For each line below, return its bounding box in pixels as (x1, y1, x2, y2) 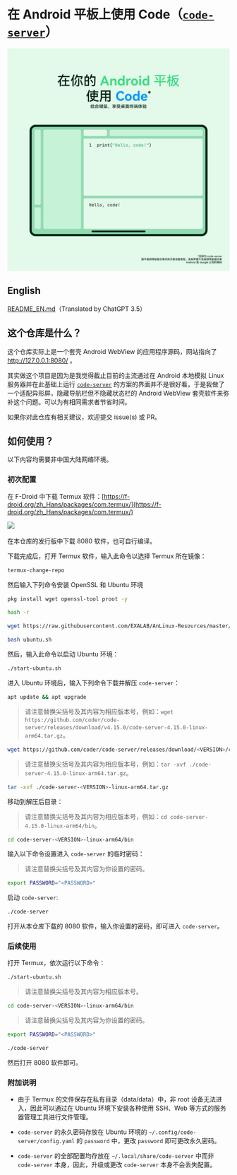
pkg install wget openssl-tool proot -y (7, 595, 128, 603)
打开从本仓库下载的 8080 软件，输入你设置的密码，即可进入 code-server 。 (7, 922, 224, 931)
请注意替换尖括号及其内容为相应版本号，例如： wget (24, 707, 174, 716)
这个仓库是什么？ (7, 327, 82, 339)
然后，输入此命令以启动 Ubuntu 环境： (7, 650, 119, 659)
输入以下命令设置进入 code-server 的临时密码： (7, 849, 145, 858)
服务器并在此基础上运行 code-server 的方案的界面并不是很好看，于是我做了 (7, 379, 225, 389)
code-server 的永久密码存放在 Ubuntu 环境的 (17, 1128, 147, 1136)
